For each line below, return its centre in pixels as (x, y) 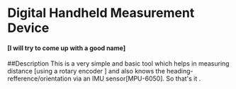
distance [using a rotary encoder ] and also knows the (86, 71)
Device (28, 28)
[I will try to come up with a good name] (67, 48)
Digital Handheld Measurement (101, 13)
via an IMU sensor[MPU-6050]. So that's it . (137, 78)
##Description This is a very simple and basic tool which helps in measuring (118, 64)
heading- (180, 71)
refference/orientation (40, 78)
